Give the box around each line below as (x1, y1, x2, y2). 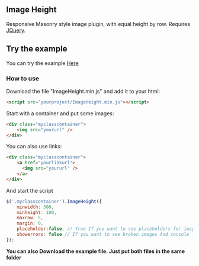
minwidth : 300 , (17, 204, 54, 210)
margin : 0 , (17, 220, 44, 226)
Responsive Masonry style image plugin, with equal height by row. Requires (6, 20, 191, 27)
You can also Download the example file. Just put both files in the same (6, 248, 185, 255)
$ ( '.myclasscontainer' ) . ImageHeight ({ (6, 198, 102, 205)
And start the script (6, 187, 53, 194)
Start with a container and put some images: (6, 109, 114, 117)
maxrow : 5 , (17, 215, 44, 221)
